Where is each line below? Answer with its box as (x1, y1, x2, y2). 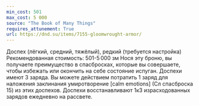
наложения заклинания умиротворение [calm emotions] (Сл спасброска (6, 80, 194, 88)
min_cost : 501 (6, 8, 42, 15)
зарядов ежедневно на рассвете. (6, 93, 93, 101)
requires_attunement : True (6, 25, 74, 32)
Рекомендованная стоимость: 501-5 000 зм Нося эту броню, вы (6, 55, 172, 62)
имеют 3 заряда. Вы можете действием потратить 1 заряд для (6, 74, 168, 81)
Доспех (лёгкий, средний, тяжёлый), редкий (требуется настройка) (6, 48, 182, 55)
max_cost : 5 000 (6, 15, 47, 21)
